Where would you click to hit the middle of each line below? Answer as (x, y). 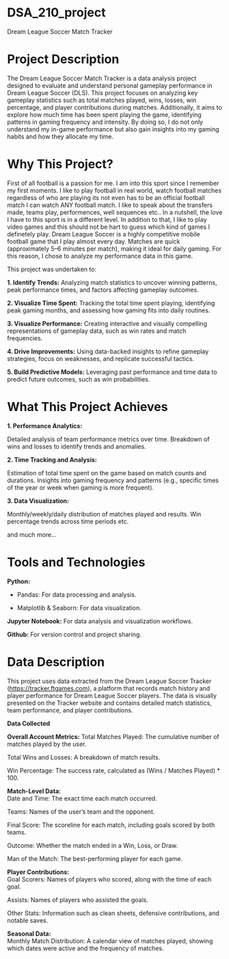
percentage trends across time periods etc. (68, 521)
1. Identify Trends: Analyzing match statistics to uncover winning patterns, (112, 282)
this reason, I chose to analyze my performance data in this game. (100, 256)
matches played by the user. (47, 744)
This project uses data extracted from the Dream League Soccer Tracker (109, 681)
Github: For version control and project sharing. (75, 634)
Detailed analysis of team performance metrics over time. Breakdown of (108, 439)
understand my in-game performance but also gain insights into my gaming (113, 129)
